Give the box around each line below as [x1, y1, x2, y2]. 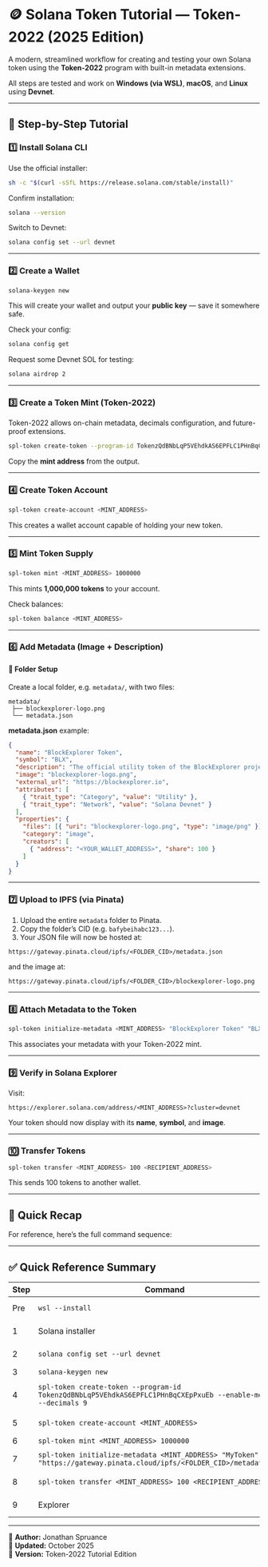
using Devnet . [8, 86, 55, 96]
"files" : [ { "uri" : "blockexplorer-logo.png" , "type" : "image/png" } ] [22, 823, 262, 831]
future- [232, 418, 257, 428]
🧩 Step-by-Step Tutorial [8, 117, 129, 131]
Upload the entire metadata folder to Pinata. [19, 915, 162, 925]
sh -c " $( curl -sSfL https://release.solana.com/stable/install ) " [8, 178, 234, 187]
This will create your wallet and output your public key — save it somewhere [8, 300, 260, 311]
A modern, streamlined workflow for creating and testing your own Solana [8, 54, 251, 64]
